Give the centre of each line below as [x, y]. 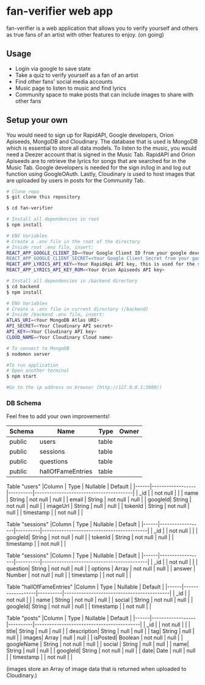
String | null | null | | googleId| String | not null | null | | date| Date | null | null [101, 651]
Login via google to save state [53, 68]
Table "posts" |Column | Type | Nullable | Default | [69, 618]
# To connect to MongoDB [38, 348]
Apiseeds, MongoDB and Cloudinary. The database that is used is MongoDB [102, 141]
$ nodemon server [28, 354]
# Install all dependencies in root [53, 219]
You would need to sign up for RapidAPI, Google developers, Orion [90, 135]
